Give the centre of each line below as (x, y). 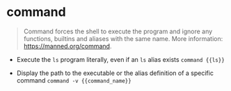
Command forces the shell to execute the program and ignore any (118, 31)
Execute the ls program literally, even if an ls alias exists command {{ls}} (121, 59)
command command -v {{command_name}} (74, 80)
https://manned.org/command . (67, 46)
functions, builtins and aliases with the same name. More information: (123, 38)
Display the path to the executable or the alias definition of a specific (115, 73)
